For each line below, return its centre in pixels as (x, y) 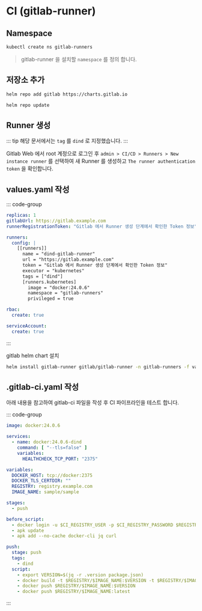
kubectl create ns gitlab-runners (50, 47)
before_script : (25, 519)
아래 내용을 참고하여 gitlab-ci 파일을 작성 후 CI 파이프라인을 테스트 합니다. (93, 403)
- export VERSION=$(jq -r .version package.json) (81, 575)
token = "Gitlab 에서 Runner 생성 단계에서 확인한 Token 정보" (95, 266)
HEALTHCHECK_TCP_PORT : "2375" (60, 459)
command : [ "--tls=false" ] (52, 448)
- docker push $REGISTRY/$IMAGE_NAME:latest (74, 592)
